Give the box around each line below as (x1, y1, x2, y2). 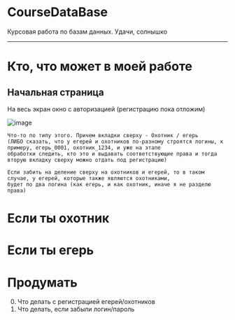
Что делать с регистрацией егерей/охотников (17, 298, 155, 306)
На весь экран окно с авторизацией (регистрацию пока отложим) (7, 104, 206, 113)
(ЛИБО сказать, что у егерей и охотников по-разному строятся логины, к (7, 138, 224, 145)
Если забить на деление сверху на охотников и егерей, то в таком (7, 169, 205, 176)
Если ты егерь (7, 242, 94, 258)
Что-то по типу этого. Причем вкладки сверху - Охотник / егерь (7, 132, 199, 139)
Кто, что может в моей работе (7, 59, 192, 74)
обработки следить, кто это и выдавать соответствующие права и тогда (7, 150, 218, 158)
